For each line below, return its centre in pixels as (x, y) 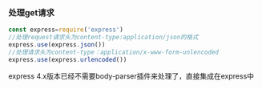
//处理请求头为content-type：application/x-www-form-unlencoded (113, 52)
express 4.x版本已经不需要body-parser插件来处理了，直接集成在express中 (131, 76)
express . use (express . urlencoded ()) (68, 59)
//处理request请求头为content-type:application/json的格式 (103, 38)
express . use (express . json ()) (57, 45)
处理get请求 (31, 12)
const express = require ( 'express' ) (66, 30)
